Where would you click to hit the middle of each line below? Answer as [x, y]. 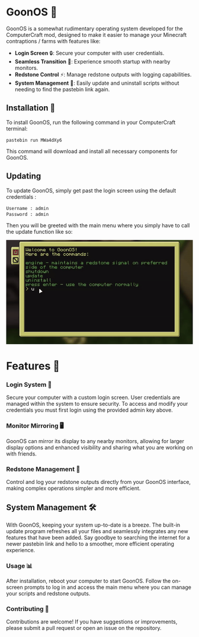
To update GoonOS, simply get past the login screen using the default [91, 190]
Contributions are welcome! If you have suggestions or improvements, [92, 622]
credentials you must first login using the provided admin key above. [89, 410]
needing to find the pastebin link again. [62, 89]
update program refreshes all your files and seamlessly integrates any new [97, 531]
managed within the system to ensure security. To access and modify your [97, 404]
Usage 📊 [20, 566]
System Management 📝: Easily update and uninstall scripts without [97, 83]
